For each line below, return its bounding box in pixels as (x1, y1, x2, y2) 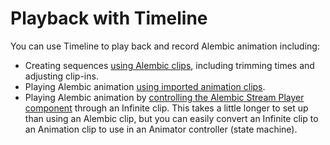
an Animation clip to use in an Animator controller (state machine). (24, 123, 298, 135)
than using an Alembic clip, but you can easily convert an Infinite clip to (24, 112, 319, 124)
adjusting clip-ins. (24, 70, 99, 82)
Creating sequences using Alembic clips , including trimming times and (24, 59, 315, 71)
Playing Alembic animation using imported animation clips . (24, 80, 266, 92)
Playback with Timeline (10, 7, 208, 30)
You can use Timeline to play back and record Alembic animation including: (10, 40, 320, 52)
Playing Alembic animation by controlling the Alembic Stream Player (24, 91, 305, 103)
